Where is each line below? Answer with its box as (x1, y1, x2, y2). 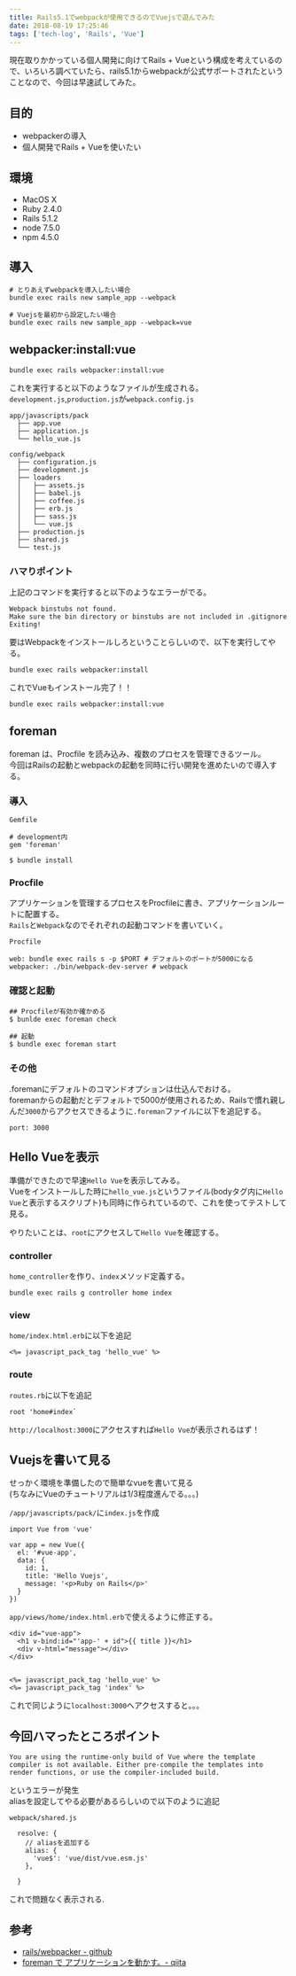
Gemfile (9, 816, 38, 825)
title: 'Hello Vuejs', (25, 1572, 109, 1581)
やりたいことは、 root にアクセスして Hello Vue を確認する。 (9, 1226, 223, 1237)
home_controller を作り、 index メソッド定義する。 (9, 1271, 190, 1281)
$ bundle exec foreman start (9, 1039, 117, 1048)
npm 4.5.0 (21, 232, 59, 242)
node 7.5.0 (21, 222, 60, 233)
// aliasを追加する (25, 1839, 90, 1848)
